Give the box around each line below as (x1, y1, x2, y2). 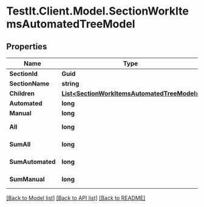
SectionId (9, 70, 38, 78)
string (61, 80, 80, 87)
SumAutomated (9, 158, 56, 166)
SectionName (9, 80, 50, 87)
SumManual (9, 175, 45, 183)
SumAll (9, 140, 31, 148)
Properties (6, 41, 47, 52)
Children (9, 89, 35, 98)
